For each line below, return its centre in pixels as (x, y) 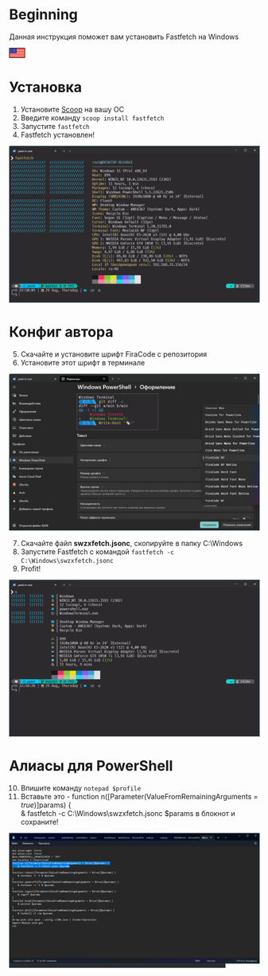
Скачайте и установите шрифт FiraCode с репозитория (114, 354)
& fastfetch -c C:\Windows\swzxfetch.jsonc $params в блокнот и (128, 813)
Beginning (44, 15)
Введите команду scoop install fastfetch (92, 118)
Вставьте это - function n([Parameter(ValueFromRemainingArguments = (139, 796)
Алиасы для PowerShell (91, 766)
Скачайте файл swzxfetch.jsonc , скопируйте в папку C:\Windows (132, 543)
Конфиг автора (61, 332)
